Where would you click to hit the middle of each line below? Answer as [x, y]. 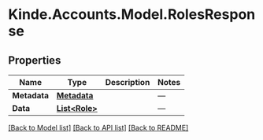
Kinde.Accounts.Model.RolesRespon [132, 15]
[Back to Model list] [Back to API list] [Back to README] [98, 128]
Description [128, 82]
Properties [35, 60]
